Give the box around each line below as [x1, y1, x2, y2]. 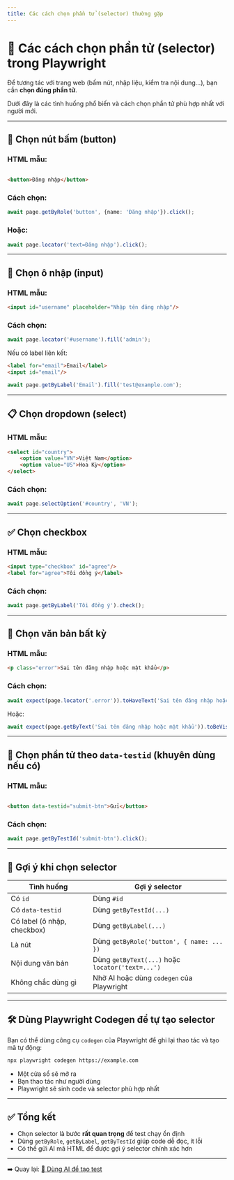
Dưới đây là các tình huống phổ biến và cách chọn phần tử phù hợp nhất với [7, 99, 225, 108]
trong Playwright [7, 55, 107, 71]
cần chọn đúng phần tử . [7, 85, 78, 94]
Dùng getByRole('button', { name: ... [93, 936, 223, 946]
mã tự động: [7, 1043, 42, 1051]
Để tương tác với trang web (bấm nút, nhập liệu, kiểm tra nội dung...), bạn [7, 78, 218, 87]
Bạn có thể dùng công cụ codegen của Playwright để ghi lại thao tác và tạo [7, 1035, 219, 1044]
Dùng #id [93, 894, 123, 903]
